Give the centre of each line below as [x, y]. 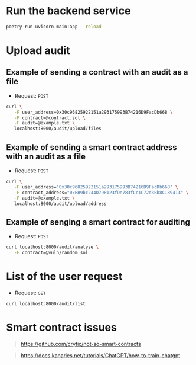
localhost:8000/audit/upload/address [61, 204]
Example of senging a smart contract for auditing [98, 222]
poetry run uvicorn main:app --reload [54, 27]
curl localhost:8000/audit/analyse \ [53, 247]
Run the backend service [68, 11]
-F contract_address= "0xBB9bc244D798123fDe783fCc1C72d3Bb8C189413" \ [101, 193]
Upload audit [38, 50]
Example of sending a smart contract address [92, 147]
